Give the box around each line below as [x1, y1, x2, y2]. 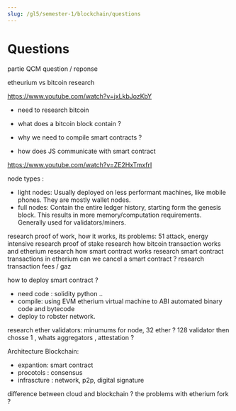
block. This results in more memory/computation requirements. [17, 210, 202, 219]
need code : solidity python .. [17, 289, 103, 298]
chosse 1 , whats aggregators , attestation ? [7, 333, 135, 342]
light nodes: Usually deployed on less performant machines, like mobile [17, 188, 227, 196]
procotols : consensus [17, 368, 83, 376]
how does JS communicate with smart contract [17, 147, 156, 155]
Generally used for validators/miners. [17, 218, 126, 227]
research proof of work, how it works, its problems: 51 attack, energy [7, 232, 209, 240]
